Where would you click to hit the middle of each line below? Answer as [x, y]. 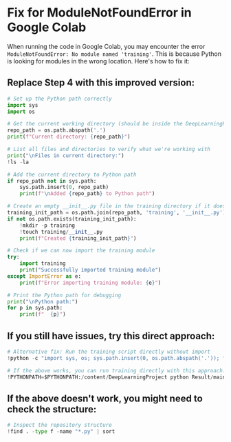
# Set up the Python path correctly [59, 99]
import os [21, 112]
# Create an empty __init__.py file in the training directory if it [109, 206]
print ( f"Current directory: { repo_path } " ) [69, 137]
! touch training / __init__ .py [61, 232]
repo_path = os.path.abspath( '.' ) [57, 130]
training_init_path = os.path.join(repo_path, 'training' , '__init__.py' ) [117, 212]
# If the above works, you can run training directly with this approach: [117, 370]
